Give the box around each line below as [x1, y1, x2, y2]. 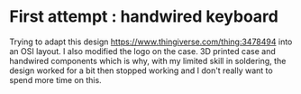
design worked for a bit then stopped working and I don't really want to [9, 65, 273, 76]
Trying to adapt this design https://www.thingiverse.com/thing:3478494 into [9, 36, 293, 47]
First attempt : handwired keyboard [9, 6, 279, 27]
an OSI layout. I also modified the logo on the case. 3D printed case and [9, 45, 277, 56]
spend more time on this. [9, 74, 102, 85]
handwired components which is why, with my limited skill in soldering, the [9, 55, 287, 66]
